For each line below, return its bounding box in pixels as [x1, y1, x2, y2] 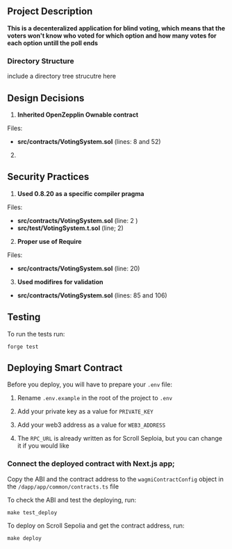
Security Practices [7, 171, 90, 183]
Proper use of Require [17, 237, 82, 245]
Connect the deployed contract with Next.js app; [7, 459, 175, 468]
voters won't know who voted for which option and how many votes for [7, 31, 217, 40]
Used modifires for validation [17, 277, 103, 286]
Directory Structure [7, 56, 74, 65]
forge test [7, 343, 39, 350]
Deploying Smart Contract [7, 361, 123, 374]
